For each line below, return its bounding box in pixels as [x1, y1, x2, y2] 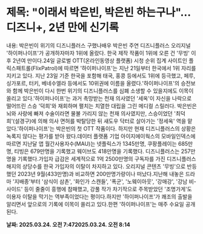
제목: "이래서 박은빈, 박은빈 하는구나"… [6, 5, 191, 19]
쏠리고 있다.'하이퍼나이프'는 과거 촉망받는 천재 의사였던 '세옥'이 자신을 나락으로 [6, 94, 192, 102]
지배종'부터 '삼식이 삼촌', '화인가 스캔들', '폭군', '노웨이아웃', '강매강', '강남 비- [14, 178, 197, 185]
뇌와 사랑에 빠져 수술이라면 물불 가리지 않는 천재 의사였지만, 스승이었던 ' [6, 109, 176, 117]
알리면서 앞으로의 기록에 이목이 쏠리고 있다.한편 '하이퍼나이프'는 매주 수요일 [6, 200, 184, 207]
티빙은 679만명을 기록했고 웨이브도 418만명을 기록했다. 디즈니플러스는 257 [14, 148, 191, 155]
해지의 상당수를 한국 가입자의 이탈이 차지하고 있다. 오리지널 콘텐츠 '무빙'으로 [6, 163, 186, 170]
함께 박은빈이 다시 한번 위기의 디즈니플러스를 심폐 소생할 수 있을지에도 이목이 [12, 87, 194, 94]
